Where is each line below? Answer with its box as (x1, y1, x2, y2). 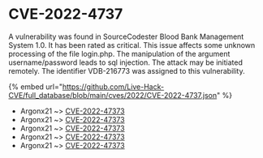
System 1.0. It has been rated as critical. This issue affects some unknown (8, 40, 256, 49)
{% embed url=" (8, 82, 63, 92)
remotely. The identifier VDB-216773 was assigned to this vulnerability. (8, 66, 245, 75)
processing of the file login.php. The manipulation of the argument (8, 49, 231, 58)
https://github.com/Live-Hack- (62, 82, 165, 92)
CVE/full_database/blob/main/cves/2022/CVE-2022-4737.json (8, 90, 218, 100)
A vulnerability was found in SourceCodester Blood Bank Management (8, 32, 244, 41)
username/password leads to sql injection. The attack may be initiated (8, 58, 244, 67)
